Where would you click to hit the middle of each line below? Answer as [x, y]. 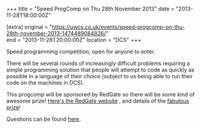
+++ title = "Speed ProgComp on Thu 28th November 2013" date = [90, 9]
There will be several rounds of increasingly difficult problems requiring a [98, 63]
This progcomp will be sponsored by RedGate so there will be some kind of [100, 94]
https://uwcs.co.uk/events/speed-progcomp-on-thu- [118, 27]
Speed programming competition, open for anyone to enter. [81, 52]
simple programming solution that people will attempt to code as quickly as [100, 70]
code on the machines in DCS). [45, 83]
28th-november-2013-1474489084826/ [56, 33]
